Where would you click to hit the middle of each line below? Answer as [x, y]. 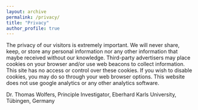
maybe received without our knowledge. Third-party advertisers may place [98, 58]
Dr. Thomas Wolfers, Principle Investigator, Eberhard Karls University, [91, 95]
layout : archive [26, 12]
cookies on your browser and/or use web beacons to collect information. [95, 64]
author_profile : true [33, 28]
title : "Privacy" [28, 23]
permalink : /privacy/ [33, 17]
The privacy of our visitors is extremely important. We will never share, [93, 45]
